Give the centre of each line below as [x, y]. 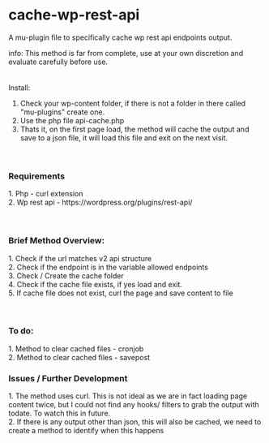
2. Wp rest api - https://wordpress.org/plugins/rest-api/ [100, 202]
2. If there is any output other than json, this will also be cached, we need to [135, 422]
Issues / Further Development [68, 378]
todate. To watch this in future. [60, 413]
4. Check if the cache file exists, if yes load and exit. [95, 284]
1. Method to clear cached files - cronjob [76, 348]
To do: [21, 331]
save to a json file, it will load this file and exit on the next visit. [124, 138]
